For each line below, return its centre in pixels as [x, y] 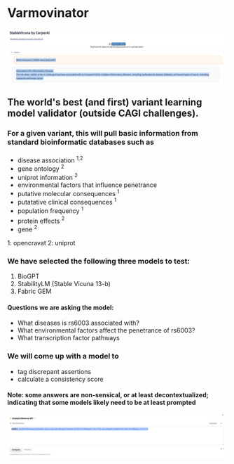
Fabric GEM [34, 291]
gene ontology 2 [41, 168]
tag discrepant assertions [54, 371]
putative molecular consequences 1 [68, 193]
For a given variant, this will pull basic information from [103, 134]
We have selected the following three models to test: [99, 261]
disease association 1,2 [50, 160]
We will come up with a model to [63, 356]
